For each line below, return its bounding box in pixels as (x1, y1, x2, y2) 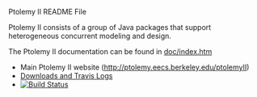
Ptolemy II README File (8, 7, 87, 16)
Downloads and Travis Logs (19, 71, 113, 80)
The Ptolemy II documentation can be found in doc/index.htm (8, 47, 213, 56)
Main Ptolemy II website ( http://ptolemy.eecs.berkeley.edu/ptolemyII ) (19, 62, 250, 72)
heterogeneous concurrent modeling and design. (8, 32, 172, 40)
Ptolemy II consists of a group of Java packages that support (8, 23, 212, 32)
